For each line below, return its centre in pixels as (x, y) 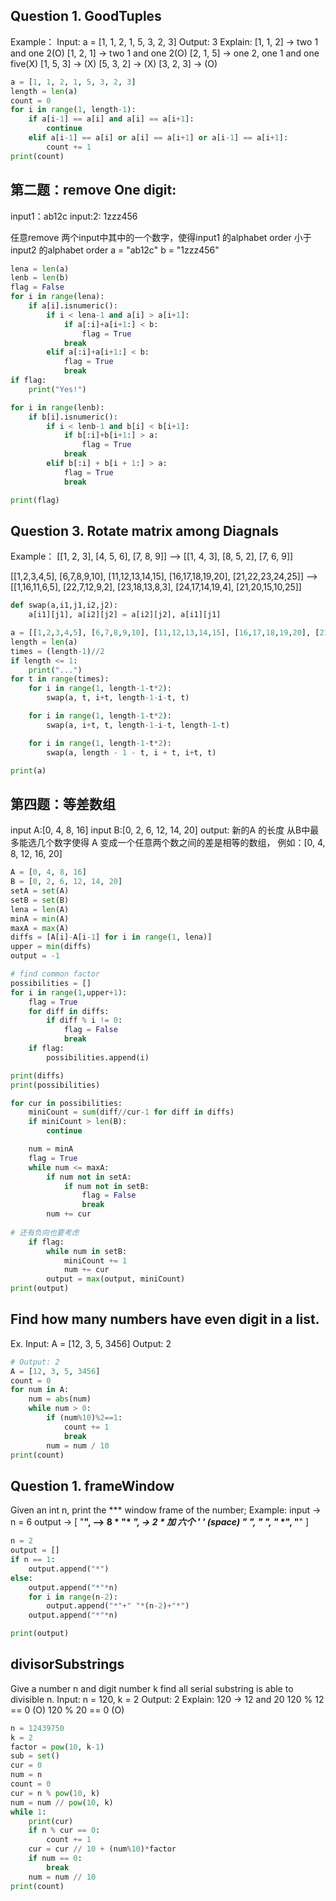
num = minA (51, 1149)
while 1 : (28, 1812)
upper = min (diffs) (51, 947)
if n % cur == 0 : (64, 1830)
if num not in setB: (106, 1186)
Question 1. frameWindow (92, 1485)
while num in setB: (87, 1251)
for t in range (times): (60, 679)
